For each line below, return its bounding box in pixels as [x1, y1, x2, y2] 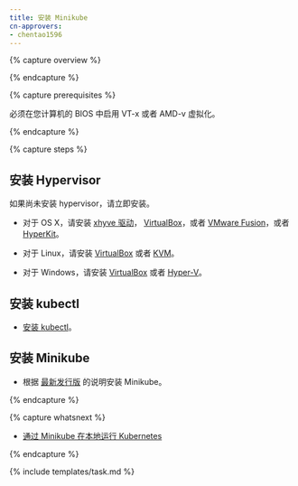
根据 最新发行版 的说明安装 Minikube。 [22, 376, 167, 387]
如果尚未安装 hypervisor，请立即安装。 [9, 198, 155, 209]
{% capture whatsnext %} [9, 412, 106, 423]
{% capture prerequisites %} [9, 89, 116, 100]
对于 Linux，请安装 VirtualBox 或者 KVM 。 [22, 248, 180, 258]
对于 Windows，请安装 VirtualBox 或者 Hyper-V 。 [22, 267, 208, 278]
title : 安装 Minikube [9, 13, 88, 23]
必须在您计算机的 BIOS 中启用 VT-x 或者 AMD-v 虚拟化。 [9, 108, 220, 119]
